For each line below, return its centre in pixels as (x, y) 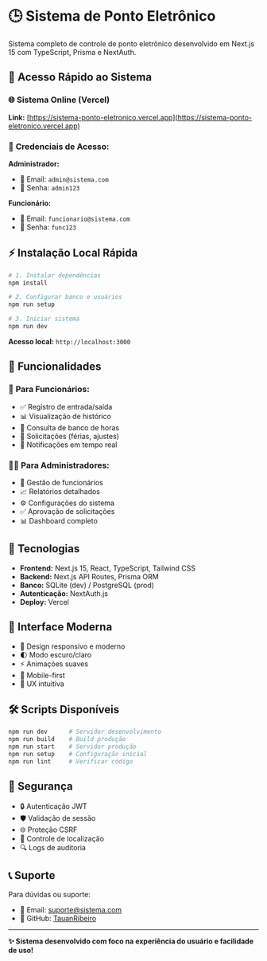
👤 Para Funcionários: (49, 390)
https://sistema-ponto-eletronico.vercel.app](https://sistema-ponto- (141, 117)
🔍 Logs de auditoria (52, 847)
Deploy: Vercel (44, 602)
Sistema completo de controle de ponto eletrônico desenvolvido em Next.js (132, 43)
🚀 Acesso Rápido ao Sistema (80, 77)
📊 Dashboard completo (58, 520)
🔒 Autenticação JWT (53, 806)
